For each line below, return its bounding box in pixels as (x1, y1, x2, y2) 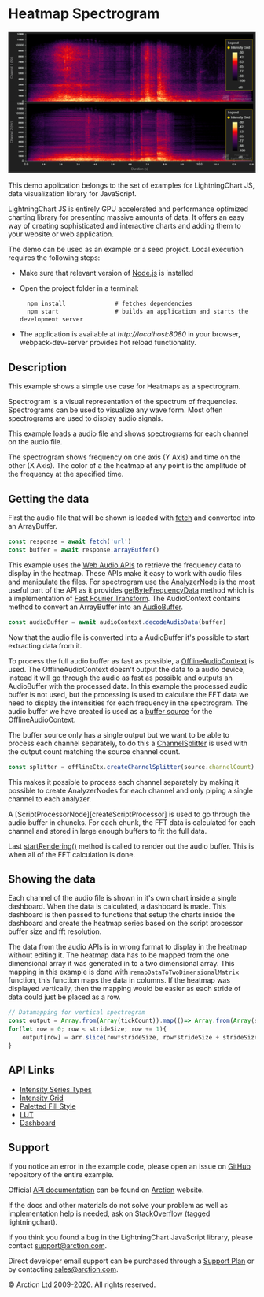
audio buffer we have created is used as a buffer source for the (8, 706, 213, 715)
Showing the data (8, 872, 96, 886)
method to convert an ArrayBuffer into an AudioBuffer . (8, 602, 183, 611)
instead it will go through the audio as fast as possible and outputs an (8, 673, 233, 682)
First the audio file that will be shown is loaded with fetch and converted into (8, 513, 255, 522)
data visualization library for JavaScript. (8, 189, 137, 199)
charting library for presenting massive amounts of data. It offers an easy (8, 213, 245, 222)
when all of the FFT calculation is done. (8, 849, 136, 859)
